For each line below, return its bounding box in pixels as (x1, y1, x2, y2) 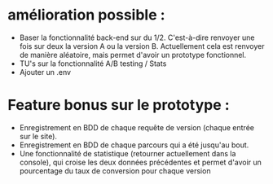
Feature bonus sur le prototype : (7, 96, 230, 115)
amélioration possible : (7, 6, 165, 24)
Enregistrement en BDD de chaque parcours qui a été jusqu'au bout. (19, 140, 249, 150)
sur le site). (19, 131, 58, 141)
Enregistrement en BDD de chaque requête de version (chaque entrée (19, 122, 254, 132)
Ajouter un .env (19, 67, 71, 77)
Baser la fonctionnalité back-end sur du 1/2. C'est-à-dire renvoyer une (19, 33, 255, 42)
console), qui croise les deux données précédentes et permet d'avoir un (19, 157, 262, 167)
